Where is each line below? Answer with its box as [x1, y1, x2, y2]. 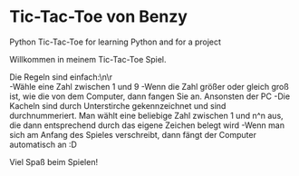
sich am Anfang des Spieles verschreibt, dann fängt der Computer [9, 129, 256, 140]
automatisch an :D [9, 139, 77, 150]
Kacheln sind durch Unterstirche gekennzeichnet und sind [9, 100, 227, 111]
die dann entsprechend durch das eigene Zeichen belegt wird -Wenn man [9, 120, 285, 131]
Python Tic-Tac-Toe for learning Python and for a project [9, 36, 222, 47]
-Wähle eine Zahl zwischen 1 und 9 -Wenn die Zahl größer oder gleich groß [9, 81, 290, 92]
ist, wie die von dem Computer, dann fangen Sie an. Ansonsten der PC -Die [9, 91, 291, 102]
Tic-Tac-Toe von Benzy [9, 6, 188, 27]
